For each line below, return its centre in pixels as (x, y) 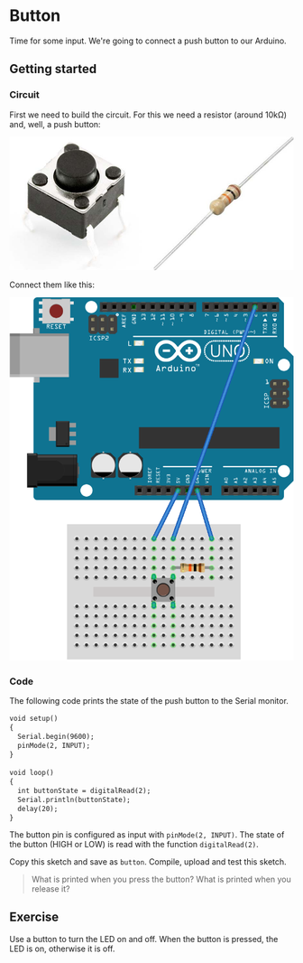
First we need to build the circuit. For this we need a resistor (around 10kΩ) (148, 115)
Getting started (53, 69)
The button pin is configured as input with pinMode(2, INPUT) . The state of (147, 834)
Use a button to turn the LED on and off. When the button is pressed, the (144, 939)
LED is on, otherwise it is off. (62, 949)
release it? (50, 888)
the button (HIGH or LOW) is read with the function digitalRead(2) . (134, 844)
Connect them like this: (52, 285)
